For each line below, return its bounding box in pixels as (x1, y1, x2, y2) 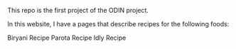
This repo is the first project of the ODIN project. (7, 6, 149, 14)
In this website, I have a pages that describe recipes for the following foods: (7, 20, 230, 28)
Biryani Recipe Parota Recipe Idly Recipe (7, 33, 127, 42)
